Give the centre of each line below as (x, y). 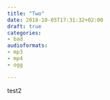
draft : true (24, 26)
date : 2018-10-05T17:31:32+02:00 (55, 20)
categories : (24, 33)
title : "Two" (26, 13)
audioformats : (28, 46)
